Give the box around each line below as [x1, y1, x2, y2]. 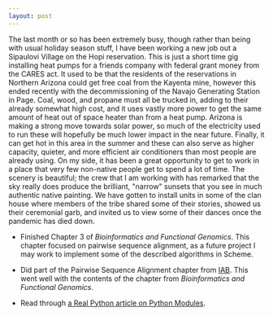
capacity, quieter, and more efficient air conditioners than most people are [8, 147, 257, 156]
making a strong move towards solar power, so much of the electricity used [8, 121, 262, 130]
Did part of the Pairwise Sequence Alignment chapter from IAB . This [19, 265, 249, 274]
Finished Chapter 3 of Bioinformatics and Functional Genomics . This [19, 231, 250, 241]
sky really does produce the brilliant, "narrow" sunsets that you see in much [8, 181, 262, 191]
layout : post [8, 11, 53, 20]
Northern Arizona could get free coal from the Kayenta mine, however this [8, 77, 257, 87]
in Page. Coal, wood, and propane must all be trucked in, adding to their [8, 94, 249, 104]
